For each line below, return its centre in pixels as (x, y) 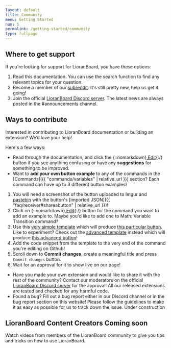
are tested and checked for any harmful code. (61, 291)
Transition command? (35, 221)
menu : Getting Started (29, 19)
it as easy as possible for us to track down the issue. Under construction (89, 307)
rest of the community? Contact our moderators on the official (78, 280)
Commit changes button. (37, 259)
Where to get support (40, 54)
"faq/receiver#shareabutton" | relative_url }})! (60, 205)
